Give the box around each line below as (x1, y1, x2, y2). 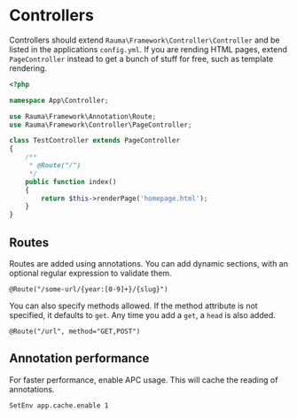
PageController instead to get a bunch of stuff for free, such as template (9, 53, 274, 64)
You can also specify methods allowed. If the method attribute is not (9, 300, 259, 311)
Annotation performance (9, 351, 150, 366)
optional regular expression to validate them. (9, 268, 172, 278)
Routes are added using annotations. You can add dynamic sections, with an (9, 259, 288, 268)
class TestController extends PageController (9, 136, 180, 145)
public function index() (25, 177, 117, 186)
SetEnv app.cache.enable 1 (9, 400, 109, 410)
